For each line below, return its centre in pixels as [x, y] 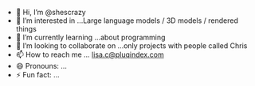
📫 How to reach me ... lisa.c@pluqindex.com [90, 54]
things [26, 29]
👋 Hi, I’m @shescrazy [51, 12]
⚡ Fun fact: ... [37, 75]
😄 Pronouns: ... [41, 66]
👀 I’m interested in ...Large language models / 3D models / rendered [127, 21]
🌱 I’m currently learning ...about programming [90, 37]
